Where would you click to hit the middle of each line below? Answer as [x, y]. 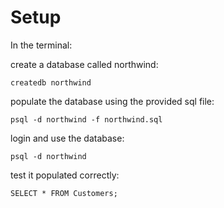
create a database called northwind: [84, 64]
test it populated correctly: [65, 175]
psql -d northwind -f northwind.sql [86, 119]
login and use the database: [67, 138]
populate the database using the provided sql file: [112, 101]
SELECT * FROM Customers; [64, 193]
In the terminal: [41, 45]
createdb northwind [51, 82]
